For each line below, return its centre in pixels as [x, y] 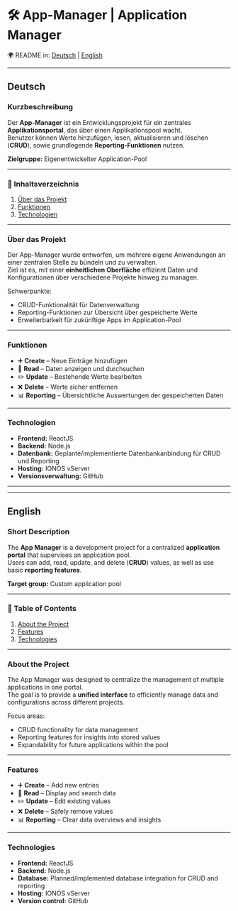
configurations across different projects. [66, 702]
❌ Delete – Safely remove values [65, 812]
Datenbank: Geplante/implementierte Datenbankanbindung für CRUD [119, 453]
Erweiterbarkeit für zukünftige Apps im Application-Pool [99, 320]
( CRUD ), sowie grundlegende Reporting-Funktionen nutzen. [96, 145]
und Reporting [39, 460]
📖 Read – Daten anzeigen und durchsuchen [81, 368]
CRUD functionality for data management [78, 730]
